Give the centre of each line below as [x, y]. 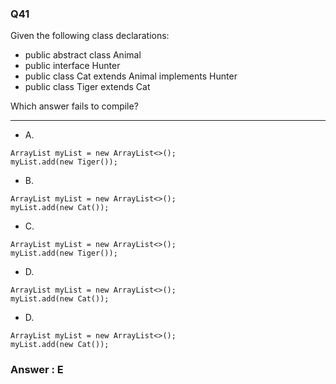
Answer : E [37, 370]
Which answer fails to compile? [74, 106]
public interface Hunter [72, 66]
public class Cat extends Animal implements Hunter [131, 76]
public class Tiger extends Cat [87, 87]
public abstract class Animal [83, 55]
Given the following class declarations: [90, 36]
